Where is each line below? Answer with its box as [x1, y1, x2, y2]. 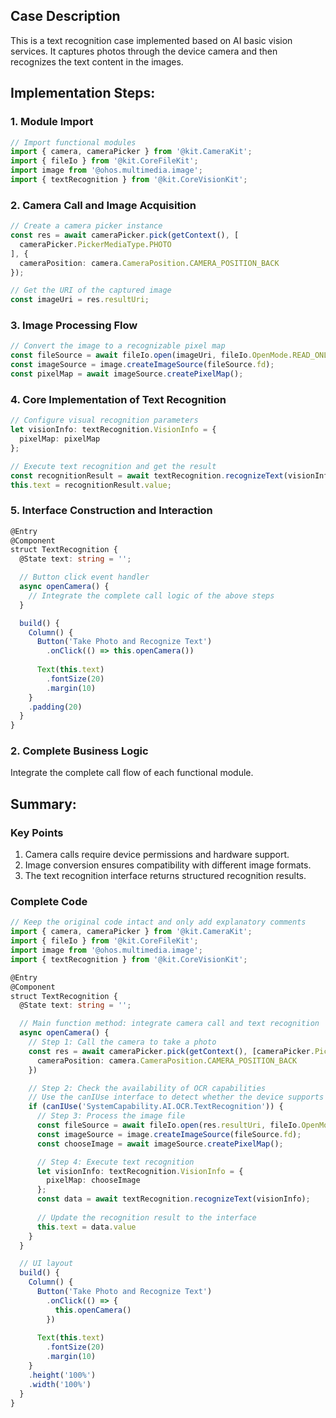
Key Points [10, 825, 64, 839]
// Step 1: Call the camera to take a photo [28, 1037, 217, 1048]
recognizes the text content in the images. [10, 55, 184, 68]
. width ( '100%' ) [28, 1379, 92, 1389]
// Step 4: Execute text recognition [36, 1157, 195, 1167]
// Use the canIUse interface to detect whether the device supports [28, 1092, 325, 1103]
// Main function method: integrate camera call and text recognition [19, 1019, 320, 1029]
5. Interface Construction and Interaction [10, 504, 213, 518]
